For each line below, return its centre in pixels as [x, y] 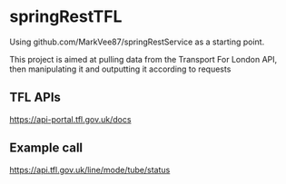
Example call [46, 148]
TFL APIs [35, 97]
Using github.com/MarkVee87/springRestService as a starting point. [137, 42]
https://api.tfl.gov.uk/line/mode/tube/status [90, 169]
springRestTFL [66, 17]
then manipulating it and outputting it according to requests [120, 69]
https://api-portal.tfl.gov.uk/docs [70, 119]
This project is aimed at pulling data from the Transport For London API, [143, 59]
